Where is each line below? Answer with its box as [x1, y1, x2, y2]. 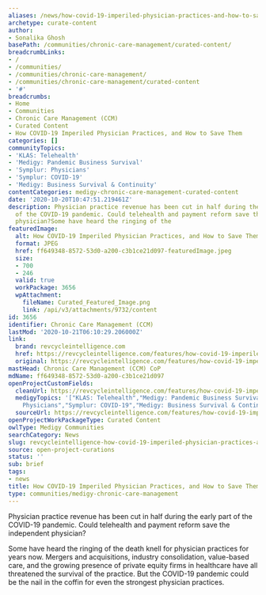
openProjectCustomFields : [8, 379, 93, 388]
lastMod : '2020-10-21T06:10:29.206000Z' [8, 328, 144, 336]
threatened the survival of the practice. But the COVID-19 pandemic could [8, 569, 249, 578]
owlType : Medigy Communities [8, 423, 104, 431]
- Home [8, 100, 30, 108]
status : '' [8, 453, 44, 461]
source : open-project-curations [8, 445, 115, 453]
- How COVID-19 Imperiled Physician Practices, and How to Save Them [8, 129, 243, 137]
